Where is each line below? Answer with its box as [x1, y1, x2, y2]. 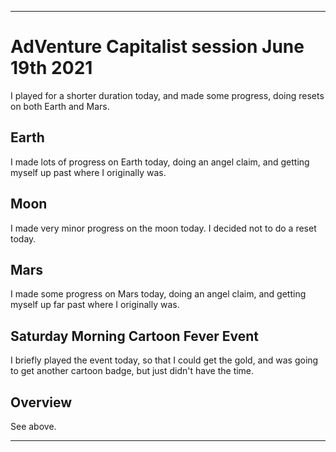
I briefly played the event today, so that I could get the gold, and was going [10, 354, 319, 366]
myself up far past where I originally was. [10, 299, 180, 311]
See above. [10, 421, 57, 432]
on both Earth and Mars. [10, 100, 110, 112]
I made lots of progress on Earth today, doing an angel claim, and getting [10, 156, 310, 168]
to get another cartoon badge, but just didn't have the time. [10, 365, 255, 377]
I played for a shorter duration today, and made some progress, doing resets [10, 89, 325, 101]
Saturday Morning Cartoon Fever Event [10, 327, 259, 345]
